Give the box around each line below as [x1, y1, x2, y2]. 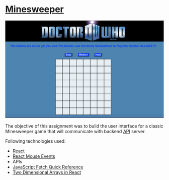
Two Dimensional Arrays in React [12, 169, 81, 175]
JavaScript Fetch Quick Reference [12, 164, 84, 170]
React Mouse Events [12, 153, 55, 159]
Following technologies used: [5, 138, 66, 144]
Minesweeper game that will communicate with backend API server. [5, 128, 146, 134]
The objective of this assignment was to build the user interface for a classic [5, 123, 163, 129]
